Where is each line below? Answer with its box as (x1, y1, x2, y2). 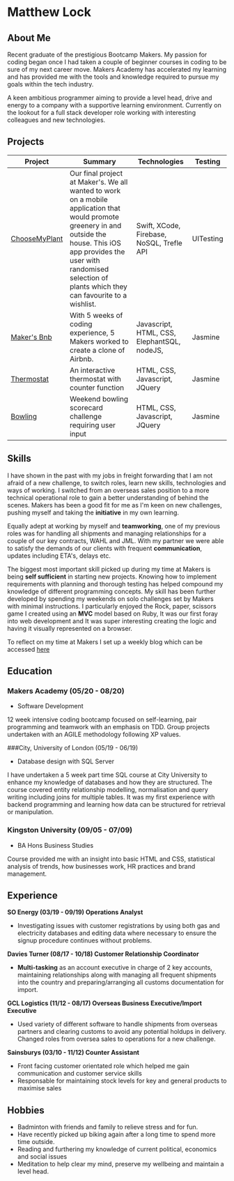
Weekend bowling (69, 394, 129, 404)
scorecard (69, 402, 103, 412)
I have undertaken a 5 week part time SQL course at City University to (7, 771, 208, 779)
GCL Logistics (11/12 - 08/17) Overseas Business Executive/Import (7, 999, 202, 1007)
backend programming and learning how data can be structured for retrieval (7, 800, 226, 809)
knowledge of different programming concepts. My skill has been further (7, 587, 216, 595)
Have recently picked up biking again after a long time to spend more (17, 1130, 216, 1138)
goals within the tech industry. (7, 80, 94, 88)
